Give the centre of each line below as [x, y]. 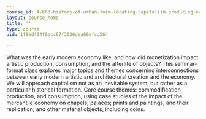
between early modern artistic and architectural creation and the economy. [101, 77]
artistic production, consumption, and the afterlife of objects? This [90, 64]
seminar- [186, 64]
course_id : [20, 12]
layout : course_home [33, 18]
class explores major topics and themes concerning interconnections [112, 70]
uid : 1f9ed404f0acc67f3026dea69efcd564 [57, 35]
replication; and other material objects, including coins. [76, 109]
